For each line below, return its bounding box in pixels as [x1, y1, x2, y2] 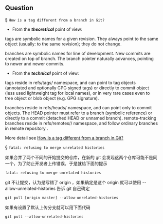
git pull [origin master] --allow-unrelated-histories [5, 195, 119, 200]
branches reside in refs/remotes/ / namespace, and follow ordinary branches [5, 120, 158, 126]
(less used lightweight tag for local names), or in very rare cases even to [5, 90, 150, 96]
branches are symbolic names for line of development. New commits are [5, 50, 151, 56]
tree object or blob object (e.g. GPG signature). [5, 95, 99, 101]
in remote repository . [5, 125, 49, 131]
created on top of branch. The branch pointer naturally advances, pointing [5, 56, 154, 61]
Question [5, 4, 34, 12]
